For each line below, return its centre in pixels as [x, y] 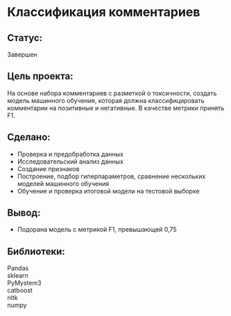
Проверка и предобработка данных [70, 154]
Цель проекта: [41, 76]
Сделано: [29, 137]
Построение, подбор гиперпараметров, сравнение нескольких [111, 176]
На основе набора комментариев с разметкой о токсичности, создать [112, 93]
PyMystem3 [24, 283]
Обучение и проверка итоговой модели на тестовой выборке [108, 191]
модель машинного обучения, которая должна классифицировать [106, 100]
